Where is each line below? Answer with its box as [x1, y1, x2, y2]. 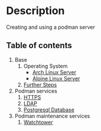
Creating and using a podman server [6, 23, 96, 31]
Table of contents [6, 41, 72, 51]
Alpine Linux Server [32, 75, 80, 82]
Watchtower [23, 119, 53, 126]
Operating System [23, 62, 68, 69]
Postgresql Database [23, 106, 75, 113]
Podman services [14, 87, 57, 95]
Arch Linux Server [32, 69, 77, 76]
